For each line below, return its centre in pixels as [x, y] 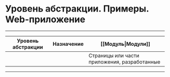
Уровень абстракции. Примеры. [77, 9]
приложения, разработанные [124, 62]
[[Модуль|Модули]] [125, 44]
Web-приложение [45, 19]
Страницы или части [114, 55]
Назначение [68, 44]
